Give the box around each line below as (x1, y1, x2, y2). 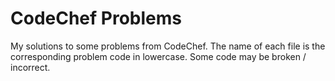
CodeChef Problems (10, 7, 182, 30)
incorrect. (10, 61, 51, 73)
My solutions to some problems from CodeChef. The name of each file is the (10, 40, 326, 52)
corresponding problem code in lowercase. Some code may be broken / (10, 50, 307, 62)
